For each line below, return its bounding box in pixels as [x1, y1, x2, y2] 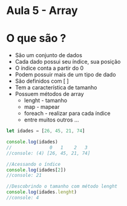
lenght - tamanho [24, 97, 68, 104]
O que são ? [6, 32, 67, 46]
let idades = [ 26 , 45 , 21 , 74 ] [6, 128, 85, 134]
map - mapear [24, 103, 60, 111]
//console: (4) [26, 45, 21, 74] [6, 150, 91, 156]
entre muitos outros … [24, 116, 79, 123]
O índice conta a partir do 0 [15, 64, 84, 72]
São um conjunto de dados [15, 52, 83, 59]
